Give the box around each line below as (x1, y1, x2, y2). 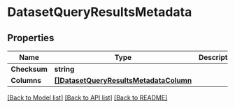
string (54, 64, 75, 74)
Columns (10, 76, 42, 85)
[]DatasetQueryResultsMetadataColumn (54, 76, 192, 85)
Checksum (10, 64, 48, 74)
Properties (7, 32, 55, 44)
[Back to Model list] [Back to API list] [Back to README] (7, 93, 168, 102)
